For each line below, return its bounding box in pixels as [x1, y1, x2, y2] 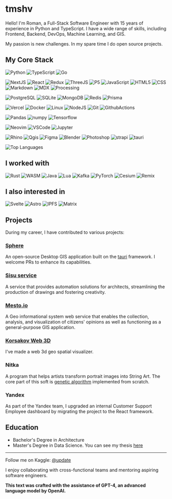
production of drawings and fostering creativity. [5, 289, 106, 295]
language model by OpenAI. [5, 487, 66, 494]
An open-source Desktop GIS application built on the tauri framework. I [5, 254, 155, 260]
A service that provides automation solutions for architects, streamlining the [5, 284, 165, 290]
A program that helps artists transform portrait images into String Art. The [5, 373, 160, 379]
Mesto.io [5, 301, 28, 309]
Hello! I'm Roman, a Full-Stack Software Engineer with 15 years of [5, 20, 143, 26]
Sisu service [5, 272, 37, 279]
